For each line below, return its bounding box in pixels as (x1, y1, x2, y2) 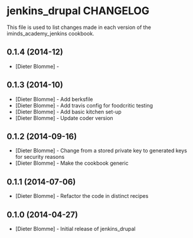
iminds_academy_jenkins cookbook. (6, 30, 94, 37)
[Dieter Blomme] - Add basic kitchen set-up (15, 108, 122, 115)
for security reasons (15, 154, 65, 161)
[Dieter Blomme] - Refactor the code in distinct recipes (15, 193, 149, 200)
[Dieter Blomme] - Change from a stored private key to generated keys (15, 147, 188, 154)
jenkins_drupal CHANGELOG (6, 4, 150, 18)
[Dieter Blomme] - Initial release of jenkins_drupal (15, 226, 136, 232)
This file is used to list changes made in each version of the (6, 24, 151, 31)
